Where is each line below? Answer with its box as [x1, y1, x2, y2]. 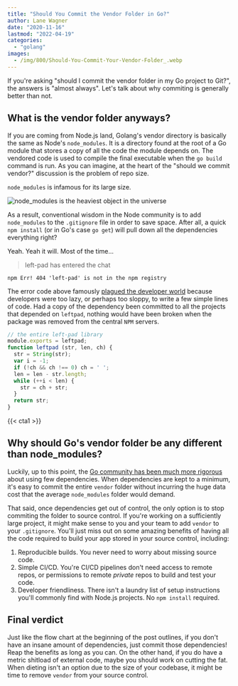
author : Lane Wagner [7, 17, 69, 24]
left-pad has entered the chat [24, 261, 111, 269]
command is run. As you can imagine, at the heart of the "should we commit [7, 161, 230, 170]
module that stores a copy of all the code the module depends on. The [7, 146, 214, 155]
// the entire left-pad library [7, 331, 103, 338]
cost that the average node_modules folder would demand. [7, 489, 175, 499]
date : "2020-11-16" [7, 24, 65, 31]
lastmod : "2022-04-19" [7, 30, 75, 38]
